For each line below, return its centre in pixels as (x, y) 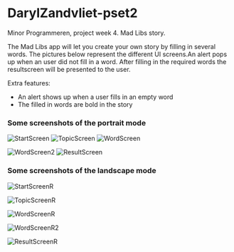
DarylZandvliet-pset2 (73, 13)
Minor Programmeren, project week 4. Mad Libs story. (86, 33)
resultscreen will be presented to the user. (69, 69)
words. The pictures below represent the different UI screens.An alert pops (117, 54)
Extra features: (29, 83)
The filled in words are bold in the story (75, 104)
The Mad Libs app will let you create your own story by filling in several (111, 46)
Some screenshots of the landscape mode (82, 171)
